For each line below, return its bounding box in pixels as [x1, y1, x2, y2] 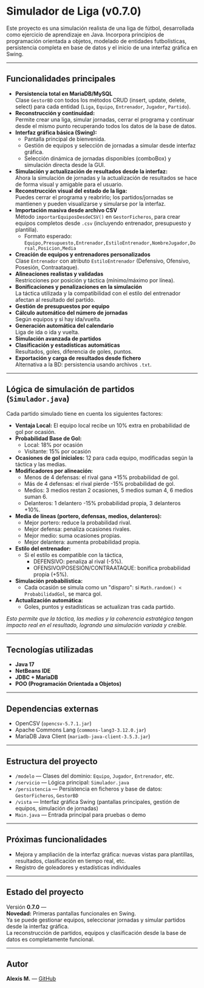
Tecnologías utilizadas [6, 644, 93, 655]
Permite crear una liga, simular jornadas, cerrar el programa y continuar [15, 116, 194, 123]
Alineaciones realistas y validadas [15, 270, 104, 277]
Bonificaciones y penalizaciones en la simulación [15, 283, 143, 290]
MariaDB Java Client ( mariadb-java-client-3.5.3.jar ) [15, 733, 151, 740]
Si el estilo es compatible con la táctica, [24, 551, 123, 558]
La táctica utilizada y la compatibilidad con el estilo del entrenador [15, 290, 181, 297]
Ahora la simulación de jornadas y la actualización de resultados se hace [15, 174, 197, 181]
